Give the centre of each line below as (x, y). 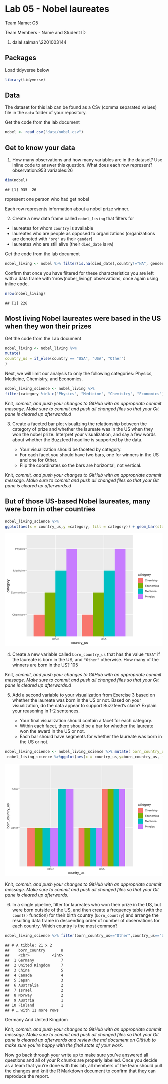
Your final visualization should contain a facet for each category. (86, 721)
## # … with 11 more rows (32, 1010)
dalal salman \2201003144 (39, 42)
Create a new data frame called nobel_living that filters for (73, 218)
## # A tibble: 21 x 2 (29, 945)
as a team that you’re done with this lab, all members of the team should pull (84, 1066)
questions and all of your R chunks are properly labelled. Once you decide (81, 1060)
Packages (21, 58)
